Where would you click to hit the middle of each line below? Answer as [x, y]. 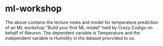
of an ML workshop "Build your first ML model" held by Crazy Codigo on [79, 27]
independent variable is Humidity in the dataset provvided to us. [70, 38]
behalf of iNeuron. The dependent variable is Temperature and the [73, 33]
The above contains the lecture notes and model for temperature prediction [82, 22]
